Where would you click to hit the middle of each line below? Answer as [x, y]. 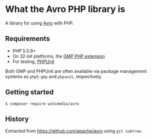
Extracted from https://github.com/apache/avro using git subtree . [74, 131]
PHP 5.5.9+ [24, 50]
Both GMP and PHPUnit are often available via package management [76, 71]
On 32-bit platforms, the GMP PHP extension [58, 56]
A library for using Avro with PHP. [39, 23]
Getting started [29, 92]
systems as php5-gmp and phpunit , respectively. [54, 76]
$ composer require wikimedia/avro [42, 103]
